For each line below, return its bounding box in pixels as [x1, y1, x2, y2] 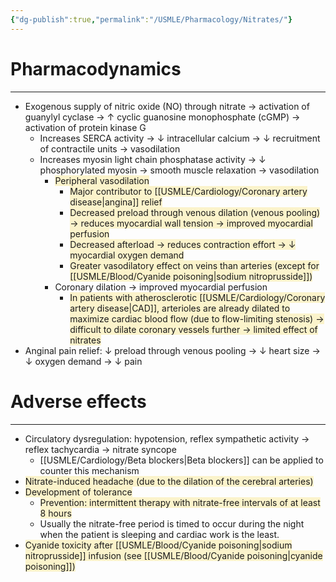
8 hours [39, 507, 72, 519]
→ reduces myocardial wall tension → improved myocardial [69, 217, 313, 229]
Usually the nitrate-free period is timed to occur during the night [39, 517, 305, 530]
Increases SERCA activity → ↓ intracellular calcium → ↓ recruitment [39, 132, 321, 144]
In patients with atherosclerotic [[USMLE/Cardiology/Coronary [69, 291, 326, 303]
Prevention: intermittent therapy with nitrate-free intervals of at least [39, 496, 321, 508]
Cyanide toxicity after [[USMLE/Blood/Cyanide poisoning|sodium [24, 539, 293, 551]
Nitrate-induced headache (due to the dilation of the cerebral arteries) [24, 475, 314, 487]
